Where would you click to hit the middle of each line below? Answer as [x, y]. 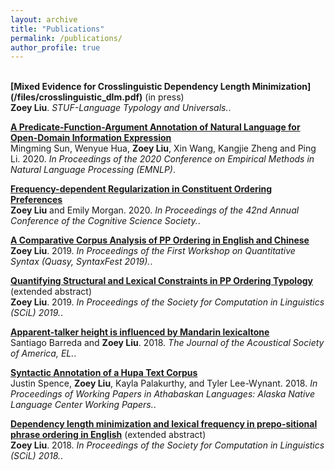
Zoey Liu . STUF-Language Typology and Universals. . [121, 108]
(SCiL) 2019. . [37, 313]
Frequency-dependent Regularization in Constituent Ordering [141, 189]
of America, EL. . [43, 353]
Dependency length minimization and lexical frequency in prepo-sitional [164, 424]
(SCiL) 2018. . [37, 456]
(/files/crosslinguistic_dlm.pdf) [76, 97]
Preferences [36, 200]
